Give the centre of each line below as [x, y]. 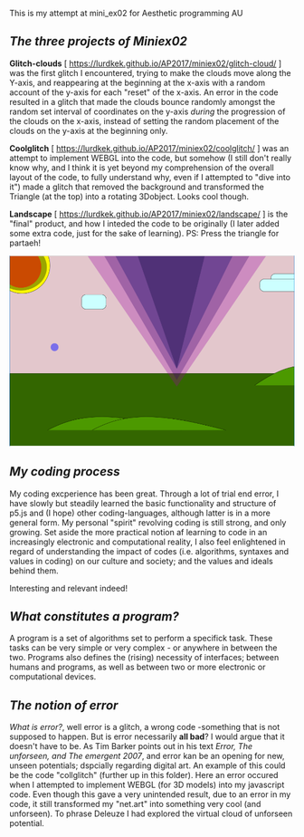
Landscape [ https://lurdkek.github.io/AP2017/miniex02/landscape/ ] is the [149, 214]
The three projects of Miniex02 [99, 41]
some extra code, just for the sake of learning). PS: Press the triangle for [144, 233]
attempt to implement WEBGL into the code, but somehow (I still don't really [151, 158]
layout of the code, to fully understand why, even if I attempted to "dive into [150, 177]
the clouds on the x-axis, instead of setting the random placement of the [144, 120]
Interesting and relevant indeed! [69, 588]
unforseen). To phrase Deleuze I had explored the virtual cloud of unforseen [151, 813]
